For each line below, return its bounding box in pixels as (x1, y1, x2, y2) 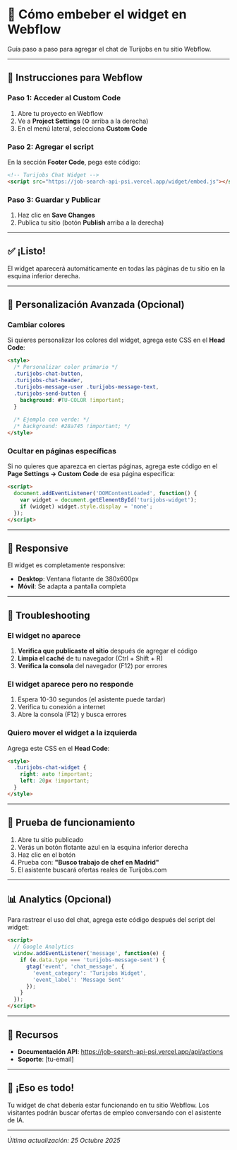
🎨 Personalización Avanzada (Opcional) (7, 299, 185, 311)
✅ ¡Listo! (7, 245, 46, 257)
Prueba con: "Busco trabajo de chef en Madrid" (17, 858, 159, 866)
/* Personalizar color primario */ (13, 364, 119, 371)
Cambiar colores (7, 320, 66, 330)
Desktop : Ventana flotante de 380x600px (17, 575, 139, 583)
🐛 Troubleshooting (7, 609, 90, 621)
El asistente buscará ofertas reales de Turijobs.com (17, 865, 167, 874)
